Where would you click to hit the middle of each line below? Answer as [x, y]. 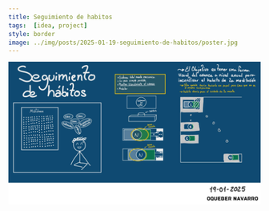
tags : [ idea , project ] [48, 25]
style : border [32, 34]
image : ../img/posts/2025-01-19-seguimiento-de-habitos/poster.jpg [123, 43]
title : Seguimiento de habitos [60, 17]
